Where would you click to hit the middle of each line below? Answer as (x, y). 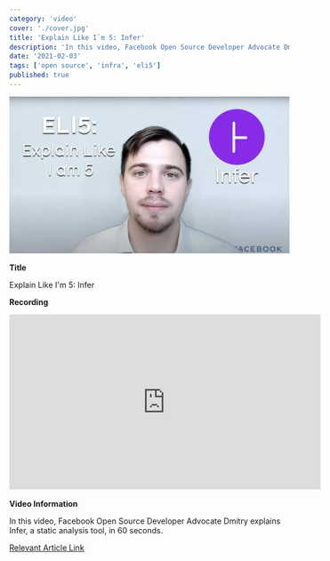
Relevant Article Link (47, 548)
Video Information (44, 503)
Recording (29, 301)
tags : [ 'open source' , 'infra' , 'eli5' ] (85, 66)
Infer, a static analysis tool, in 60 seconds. (86, 530)
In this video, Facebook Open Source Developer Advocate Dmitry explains (145, 521)
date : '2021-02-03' (45, 56)
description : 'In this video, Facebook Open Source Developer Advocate (145, 47)
